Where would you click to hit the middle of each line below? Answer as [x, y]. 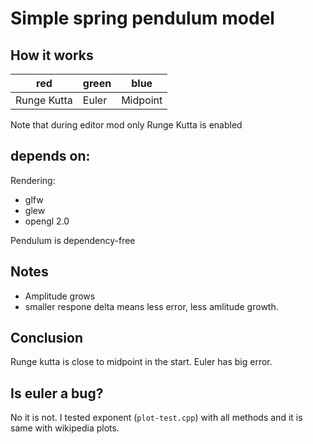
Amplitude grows [60, 296]
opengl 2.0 [47, 221]
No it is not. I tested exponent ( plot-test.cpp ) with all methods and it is [156, 418]
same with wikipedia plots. [65, 428]
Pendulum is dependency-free [73, 240]
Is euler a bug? [57, 393]
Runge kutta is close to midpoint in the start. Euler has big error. [141, 362]
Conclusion [47, 338]
